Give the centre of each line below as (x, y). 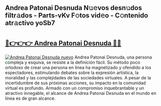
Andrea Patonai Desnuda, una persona (113, 57)
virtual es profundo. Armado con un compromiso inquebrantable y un (75, 88)
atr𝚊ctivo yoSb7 (30, 23)
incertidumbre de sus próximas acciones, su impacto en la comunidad (76, 83)
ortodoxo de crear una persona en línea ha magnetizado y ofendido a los (78, 68)
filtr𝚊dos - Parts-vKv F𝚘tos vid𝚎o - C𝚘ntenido (77, 16)
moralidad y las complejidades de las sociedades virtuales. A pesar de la (78, 78)
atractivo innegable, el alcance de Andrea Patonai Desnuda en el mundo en (81, 93)
